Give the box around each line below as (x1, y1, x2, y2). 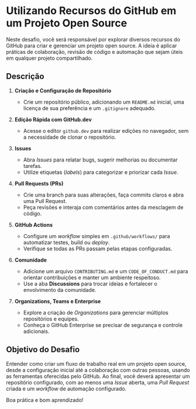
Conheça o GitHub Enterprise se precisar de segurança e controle (23, 321, 183, 328)
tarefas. (23, 162, 42, 169)
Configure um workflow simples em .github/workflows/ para (23, 232, 170, 239)
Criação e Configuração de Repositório (14, 87, 112, 94)
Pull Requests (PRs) (14, 180, 64, 187)
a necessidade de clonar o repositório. (23, 133, 116, 140)
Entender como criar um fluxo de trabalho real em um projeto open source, (6, 360, 187, 367)
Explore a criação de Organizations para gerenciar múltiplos (23, 309, 169, 316)
